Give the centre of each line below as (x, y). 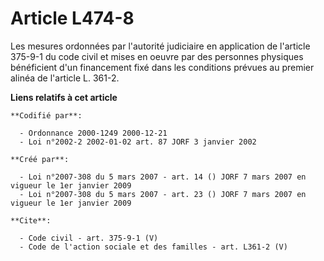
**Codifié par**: (46, 115)
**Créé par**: (40, 159)
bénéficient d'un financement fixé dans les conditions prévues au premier (162, 67)
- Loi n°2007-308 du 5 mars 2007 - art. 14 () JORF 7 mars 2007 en (163, 177)
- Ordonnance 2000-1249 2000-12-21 (93, 133)
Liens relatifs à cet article (64, 97)
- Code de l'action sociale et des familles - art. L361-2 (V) (153, 247)
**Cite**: (31, 220)
